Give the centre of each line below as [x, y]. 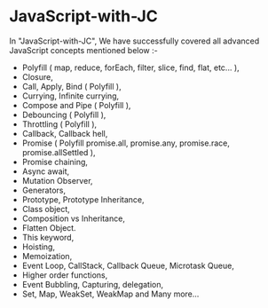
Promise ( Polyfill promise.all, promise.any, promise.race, [126, 143]
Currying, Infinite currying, [71, 96]
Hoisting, [39, 247]
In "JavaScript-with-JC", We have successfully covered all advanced [134, 41]
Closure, [37, 76]
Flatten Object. [49, 227]
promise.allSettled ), [59, 152]
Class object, [46, 209]
